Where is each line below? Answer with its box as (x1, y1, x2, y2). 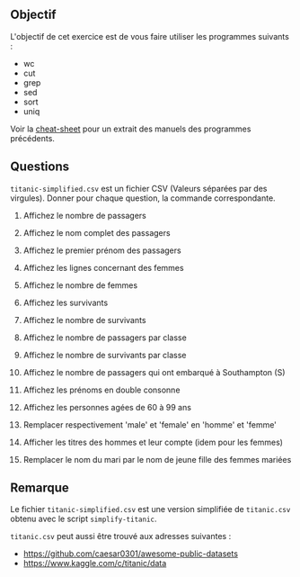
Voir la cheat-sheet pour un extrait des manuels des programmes (10, 123, 251, 134)
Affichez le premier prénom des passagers (22, 245, 182, 256)
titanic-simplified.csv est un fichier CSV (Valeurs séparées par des (10, 183, 268, 194)
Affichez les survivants (22, 297, 109, 308)
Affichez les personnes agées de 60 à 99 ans (22, 401, 192, 412)
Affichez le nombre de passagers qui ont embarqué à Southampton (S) (22, 366, 286, 377)
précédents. (10, 132, 55, 143)
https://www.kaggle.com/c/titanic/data (22, 558, 167, 569)
